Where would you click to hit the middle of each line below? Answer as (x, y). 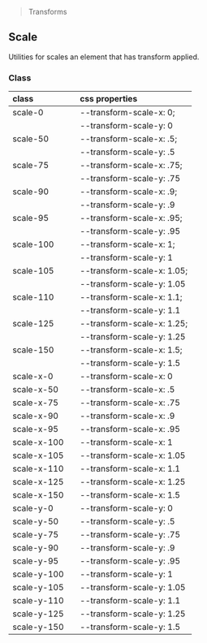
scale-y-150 (38, 627)
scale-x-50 (36, 390)
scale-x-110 (38, 468)
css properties (109, 99)
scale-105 (33, 271)
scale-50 (31, 139)
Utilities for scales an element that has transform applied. (104, 57)
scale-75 (31, 166)
